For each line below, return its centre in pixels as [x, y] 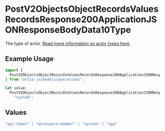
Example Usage [29, 59]
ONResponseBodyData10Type [68, 30]
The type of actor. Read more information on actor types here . [68, 43]
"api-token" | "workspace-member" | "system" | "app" [61, 124]
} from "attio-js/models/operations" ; [45, 79]
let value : [16, 88]
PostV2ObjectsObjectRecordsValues [82, 9]
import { [14, 70]
